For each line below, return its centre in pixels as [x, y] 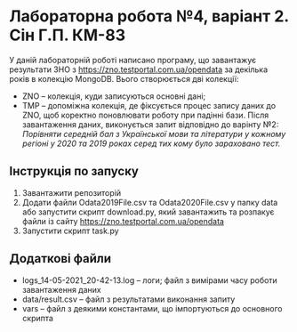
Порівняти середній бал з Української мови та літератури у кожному [154, 134]
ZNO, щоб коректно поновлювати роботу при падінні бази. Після [145, 115]
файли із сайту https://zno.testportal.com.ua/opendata [123, 221]
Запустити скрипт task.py [70, 231]
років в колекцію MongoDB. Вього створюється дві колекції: [124, 78]
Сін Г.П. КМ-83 [68, 35]
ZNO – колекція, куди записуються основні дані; [114, 96]
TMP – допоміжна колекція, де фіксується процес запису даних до [149, 105]
